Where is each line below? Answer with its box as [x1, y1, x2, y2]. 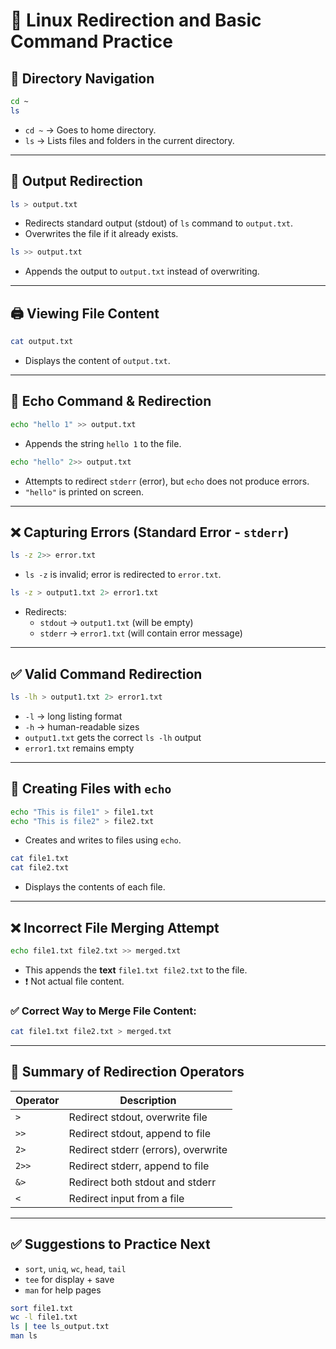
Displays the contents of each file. [24, 881, 166, 893]
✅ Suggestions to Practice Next [10, 1236, 211, 1253]
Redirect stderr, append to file [68, 1159, 210, 1173]
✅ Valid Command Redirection [10, 665, 203, 683]
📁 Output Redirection [10, 173, 143, 190]
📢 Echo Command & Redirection [10, 393, 212, 410]
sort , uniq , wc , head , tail [24, 1262, 127, 1274]
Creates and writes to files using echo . [24, 834, 182, 846]
